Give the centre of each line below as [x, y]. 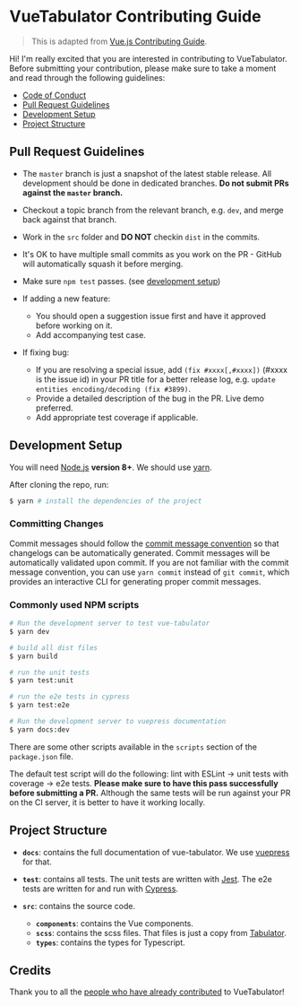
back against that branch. [69, 219]
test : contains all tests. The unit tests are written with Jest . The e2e [147, 879]
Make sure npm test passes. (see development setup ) [121, 281]
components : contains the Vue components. [115, 923]
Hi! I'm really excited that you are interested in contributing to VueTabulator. [149, 58]
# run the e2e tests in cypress [69, 697]
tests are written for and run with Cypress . [100, 889]
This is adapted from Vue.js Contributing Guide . [119, 41]
